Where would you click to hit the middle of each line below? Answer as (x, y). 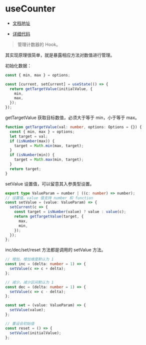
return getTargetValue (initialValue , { (51, 89)
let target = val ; (29, 136)
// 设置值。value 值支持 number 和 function (49, 198)
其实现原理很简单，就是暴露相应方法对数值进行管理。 (60, 55)
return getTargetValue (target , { (49, 216)
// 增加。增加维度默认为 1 (29, 259)
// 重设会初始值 (20, 323)
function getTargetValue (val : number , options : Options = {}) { (73, 127)
